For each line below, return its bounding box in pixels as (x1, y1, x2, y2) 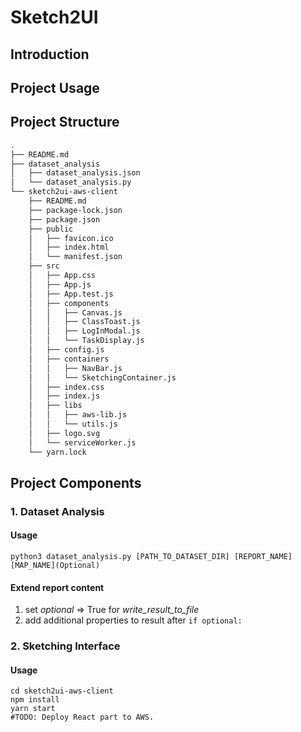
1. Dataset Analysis (10, 504, 105, 518)
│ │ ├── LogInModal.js (28, 326, 141, 336)
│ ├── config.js (28, 345, 105, 355)
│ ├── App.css (28, 271, 97, 281)
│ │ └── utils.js (28, 419, 118, 430)
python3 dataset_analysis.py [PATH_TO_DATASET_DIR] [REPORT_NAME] (10, 552, 293, 562)
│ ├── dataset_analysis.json (10, 168, 141, 178)
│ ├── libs (28, 401, 83, 411)
